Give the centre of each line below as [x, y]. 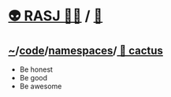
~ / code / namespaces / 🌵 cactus [86, 50]
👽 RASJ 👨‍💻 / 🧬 [56, 16]
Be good [33, 78]
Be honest [36, 69]
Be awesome [41, 86]
